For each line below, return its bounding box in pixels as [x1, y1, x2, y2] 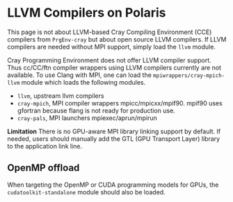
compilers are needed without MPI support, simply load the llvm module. [7, 42, 216, 51]
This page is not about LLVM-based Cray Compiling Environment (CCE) [7, 28, 212, 36]
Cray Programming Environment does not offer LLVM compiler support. [7, 56, 212, 64]
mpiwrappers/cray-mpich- [152, 71, 225, 79]
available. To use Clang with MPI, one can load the [7, 71, 152, 79]
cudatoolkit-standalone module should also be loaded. [7, 187, 166, 196]
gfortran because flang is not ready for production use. [17, 106, 175, 115]
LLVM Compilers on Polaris [7, 5, 166, 21]
